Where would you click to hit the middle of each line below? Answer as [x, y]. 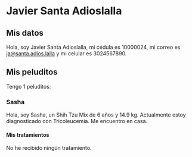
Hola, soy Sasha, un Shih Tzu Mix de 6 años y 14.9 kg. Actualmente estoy [96, 115]
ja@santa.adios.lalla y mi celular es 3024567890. [66, 54]
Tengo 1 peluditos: [29, 86]
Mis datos [25, 33]
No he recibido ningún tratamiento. [49, 148]
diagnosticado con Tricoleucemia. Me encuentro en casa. [77, 121]
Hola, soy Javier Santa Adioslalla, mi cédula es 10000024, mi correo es [93, 47]
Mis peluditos [32, 72]
